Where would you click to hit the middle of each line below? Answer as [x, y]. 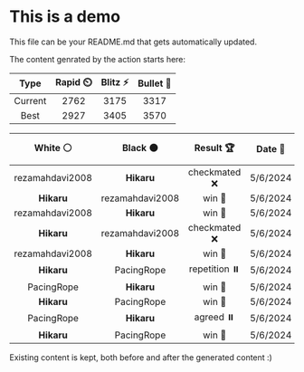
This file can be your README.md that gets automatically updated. [133, 42]
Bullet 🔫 [154, 83]
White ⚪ [53, 148]
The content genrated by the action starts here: [98, 59]
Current [30, 100]
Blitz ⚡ [115, 81]
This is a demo [65, 17]
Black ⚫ [140, 148]
